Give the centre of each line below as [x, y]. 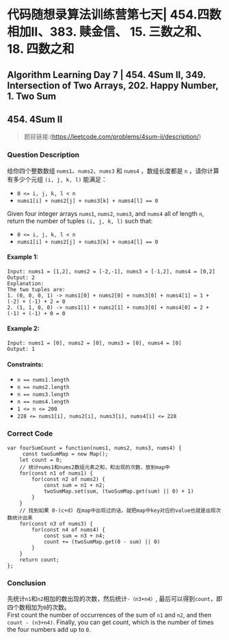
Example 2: [23, 329]
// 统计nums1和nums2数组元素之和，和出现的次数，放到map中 [95, 467]
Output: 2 [21, 278]
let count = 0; [41, 460]
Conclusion [27, 582]
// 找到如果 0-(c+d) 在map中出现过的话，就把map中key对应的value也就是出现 [118, 510]
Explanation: [26, 283]
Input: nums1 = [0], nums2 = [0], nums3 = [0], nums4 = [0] [95, 343]
